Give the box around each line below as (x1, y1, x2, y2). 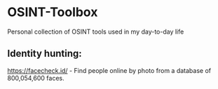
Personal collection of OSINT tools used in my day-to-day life (7, 27, 184, 36)
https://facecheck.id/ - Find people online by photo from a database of (7, 66, 212, 74)
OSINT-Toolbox (7, 4, 98, 20)
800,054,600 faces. (7, 74, 64, 82)
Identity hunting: (7, 48, 82, 60)
